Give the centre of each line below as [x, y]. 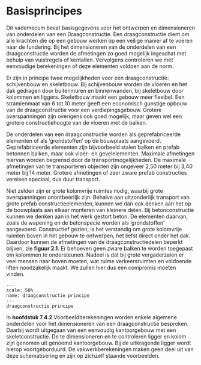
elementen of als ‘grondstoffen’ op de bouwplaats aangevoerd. [84, 140]
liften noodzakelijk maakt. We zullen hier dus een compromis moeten [91, 267]
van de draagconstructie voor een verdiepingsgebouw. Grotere [84, 110]
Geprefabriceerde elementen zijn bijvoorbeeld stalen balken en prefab [93, 147]
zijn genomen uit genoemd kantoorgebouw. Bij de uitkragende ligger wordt [99, 343]
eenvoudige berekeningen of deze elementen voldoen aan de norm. [90, 66]
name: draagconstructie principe [48, 295]
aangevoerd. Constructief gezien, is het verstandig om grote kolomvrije [94, 229]
